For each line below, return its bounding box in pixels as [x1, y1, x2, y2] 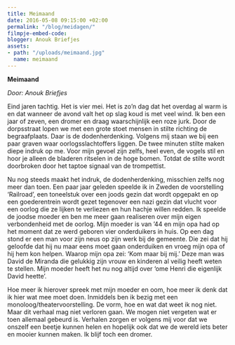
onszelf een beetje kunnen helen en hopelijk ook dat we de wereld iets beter [7, 323, 228, 331]
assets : [7, 43, 30, 50]
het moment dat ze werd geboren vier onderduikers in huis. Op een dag [7, 227, 214, 235]
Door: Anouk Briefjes [7, 88, 68, 97]
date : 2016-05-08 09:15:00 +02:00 [7, 17, 109, 24]
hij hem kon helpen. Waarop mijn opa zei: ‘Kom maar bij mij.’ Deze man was [7, 249, 224, 258]
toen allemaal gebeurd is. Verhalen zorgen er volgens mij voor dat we [7, 315, 208, 323]
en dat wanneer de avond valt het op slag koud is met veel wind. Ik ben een [7, 109, 226, 118]
